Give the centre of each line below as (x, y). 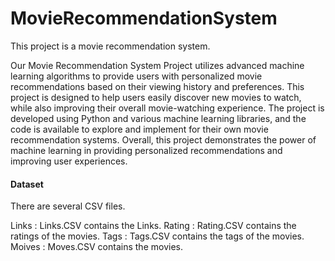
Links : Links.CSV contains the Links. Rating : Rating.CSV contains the (153, 226)
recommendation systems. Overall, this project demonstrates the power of (163, 139)
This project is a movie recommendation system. (110, 46)
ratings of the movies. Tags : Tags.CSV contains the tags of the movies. (157, 236)
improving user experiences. (69, 161)
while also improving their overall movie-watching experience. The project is (167, 108)
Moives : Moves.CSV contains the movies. (96, 247)
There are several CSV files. (68, 206)
